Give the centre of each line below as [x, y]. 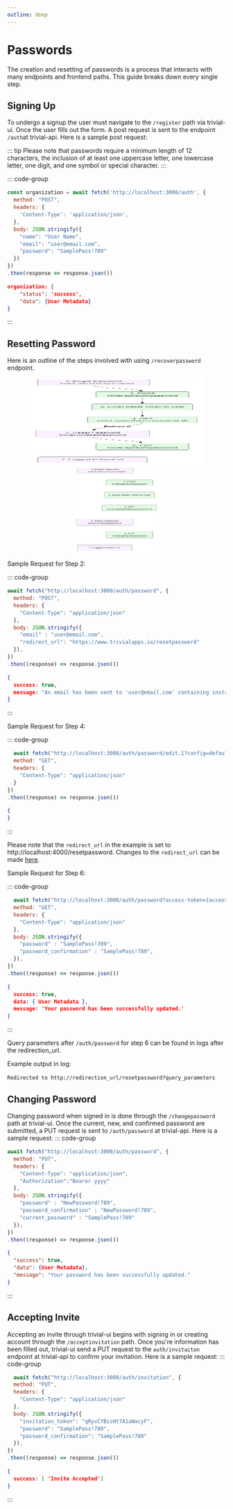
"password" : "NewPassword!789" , [68, 1203]
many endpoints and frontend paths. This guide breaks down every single [113, 76]
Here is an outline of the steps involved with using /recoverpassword [104, 361]
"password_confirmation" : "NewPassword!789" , [88, 1210]
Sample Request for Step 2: [46, 564]
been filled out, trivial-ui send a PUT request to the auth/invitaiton [103, 1349]
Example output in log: [39, 1064]
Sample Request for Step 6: [46, 873]
